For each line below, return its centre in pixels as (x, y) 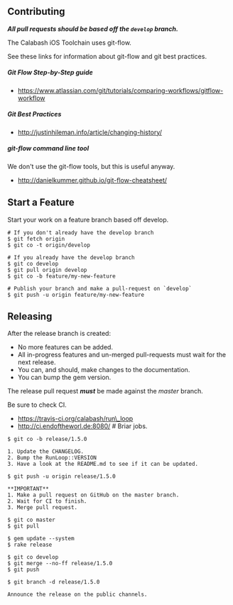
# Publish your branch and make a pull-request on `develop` (100, 288)
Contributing (36, 12)
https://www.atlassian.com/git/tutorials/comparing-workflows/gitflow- (120, 90)
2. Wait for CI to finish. (47, 501)
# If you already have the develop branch (71, 257)
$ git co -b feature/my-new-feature (61, 276)
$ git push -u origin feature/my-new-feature (76, 295)
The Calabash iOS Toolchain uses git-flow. (69, 43)
